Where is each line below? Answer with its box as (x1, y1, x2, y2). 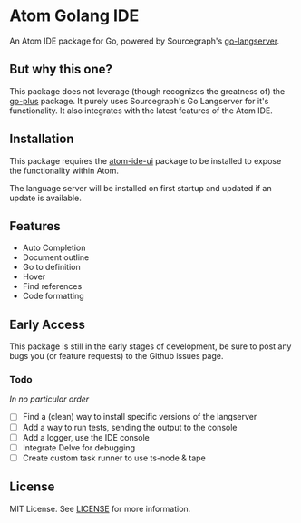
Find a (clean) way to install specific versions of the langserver (22, 412, 257, 422)
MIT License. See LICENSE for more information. (9, 503, 191, 514)
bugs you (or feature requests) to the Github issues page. (9, 351, 224, 362)
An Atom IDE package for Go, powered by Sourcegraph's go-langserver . (9, 35, 280, 46)
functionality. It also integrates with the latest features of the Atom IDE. (9, 105, 274, 116)
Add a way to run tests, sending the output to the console (22, 421, 238, 432)
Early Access (9, 316, 86, 332)
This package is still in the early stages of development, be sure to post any (9, 341, 292, 352)
